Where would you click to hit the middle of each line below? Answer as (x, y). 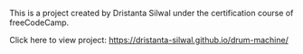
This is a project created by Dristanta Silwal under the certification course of (151, 13)
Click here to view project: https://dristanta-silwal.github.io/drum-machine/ (149, 40)
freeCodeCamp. (39, 22)
